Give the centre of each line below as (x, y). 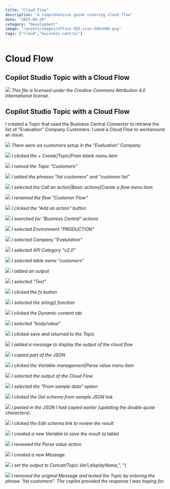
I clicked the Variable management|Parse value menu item (73, 365)
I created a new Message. (39, 454)
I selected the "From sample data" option (55, 386)
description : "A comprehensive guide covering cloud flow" (69, 15)
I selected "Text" (29, 281)
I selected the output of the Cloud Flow (52, 376)
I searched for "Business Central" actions (55, 219)
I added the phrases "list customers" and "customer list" (71, 176)
